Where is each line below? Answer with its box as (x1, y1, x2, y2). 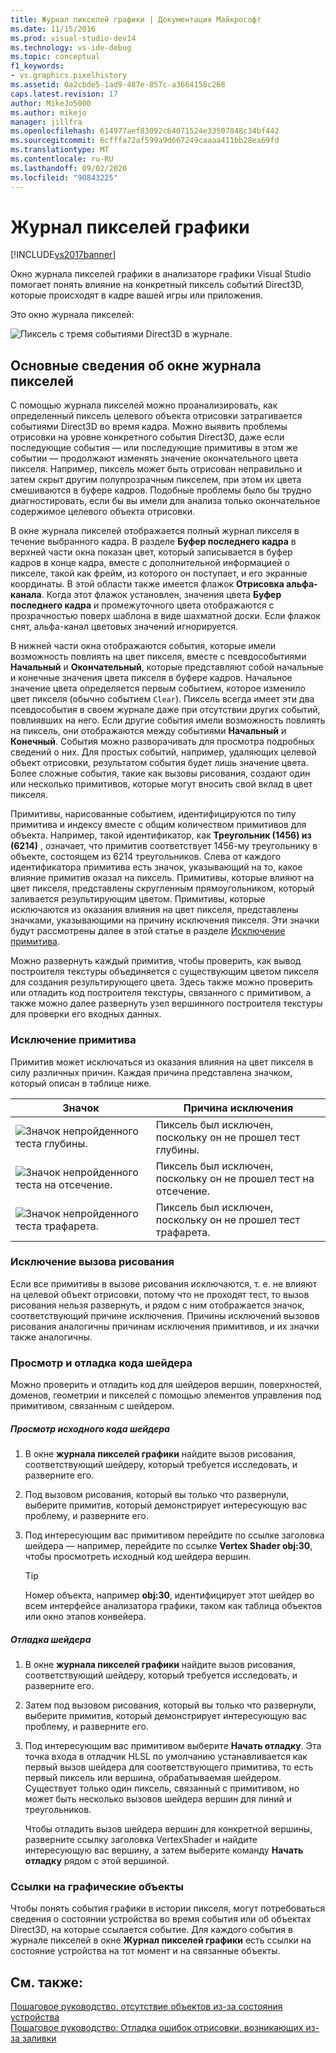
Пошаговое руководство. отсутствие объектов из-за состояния (10, 2001, 283, 2013)
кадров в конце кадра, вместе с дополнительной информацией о (10, 557, 290, 569)
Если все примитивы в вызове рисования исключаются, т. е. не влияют (10, 1277, 318, 1290)
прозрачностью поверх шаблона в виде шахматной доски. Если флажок (10, 610, 321, 622)
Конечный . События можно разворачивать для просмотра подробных (10, 736, 315, 748)
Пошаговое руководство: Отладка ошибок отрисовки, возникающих (10, 2022, 304, 2034)
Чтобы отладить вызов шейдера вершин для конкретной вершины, (24, 1823, 313, 1835)
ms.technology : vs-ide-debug (10, 42, 132, 53)
